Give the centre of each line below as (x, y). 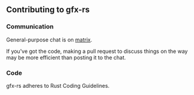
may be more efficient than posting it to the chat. (66, 57)
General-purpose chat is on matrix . (49, 39)
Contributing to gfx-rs (48, 10)
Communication (30, 27)
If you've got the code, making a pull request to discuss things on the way (97, 51)
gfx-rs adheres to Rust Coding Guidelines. (58, 85)
